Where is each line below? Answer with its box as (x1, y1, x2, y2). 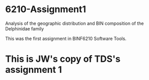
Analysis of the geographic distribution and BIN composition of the (5, 20, 144, 26)
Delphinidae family (5, 25, 44, 31)
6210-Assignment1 (5, 4, 86, 15)
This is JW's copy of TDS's (5, 53, 121, 65)
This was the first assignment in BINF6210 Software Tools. (5, 35, 127, 42)
